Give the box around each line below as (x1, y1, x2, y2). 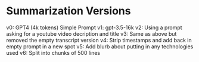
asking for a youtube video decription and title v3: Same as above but (6, 30, 177, 37)
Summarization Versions (6, 4, 131, 18)
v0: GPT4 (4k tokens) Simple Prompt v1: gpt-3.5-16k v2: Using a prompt (6, 24, 183, 31)
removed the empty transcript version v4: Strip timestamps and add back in (6, 36, 192, 44)
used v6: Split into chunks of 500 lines (6, 49, 101, 56)
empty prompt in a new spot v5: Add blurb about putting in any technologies (6, 43, 194, 50)
